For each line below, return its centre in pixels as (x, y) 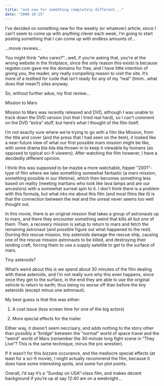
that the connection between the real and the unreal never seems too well (80, 199)
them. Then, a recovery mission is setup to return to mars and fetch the (77, 224)
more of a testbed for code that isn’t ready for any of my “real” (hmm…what (81, 78)
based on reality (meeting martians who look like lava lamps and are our (78, 183)
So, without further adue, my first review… (47, 93)
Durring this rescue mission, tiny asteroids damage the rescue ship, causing (82, 234)
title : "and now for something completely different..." (64, 10)
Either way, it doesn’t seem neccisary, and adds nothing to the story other (80, 328)
